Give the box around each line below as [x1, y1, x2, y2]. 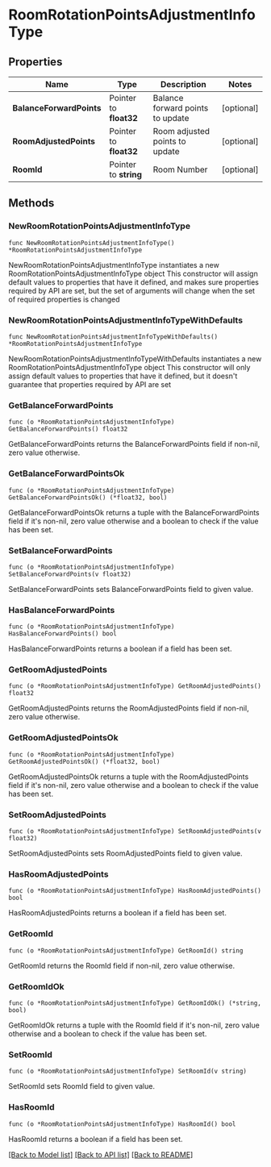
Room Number [152, 164, 208, 175]
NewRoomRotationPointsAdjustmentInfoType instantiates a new [8, 260, 219, 269]
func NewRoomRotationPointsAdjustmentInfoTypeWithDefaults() [8, 332, 219, 340]
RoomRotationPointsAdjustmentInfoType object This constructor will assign [8, 269, 258, 278]
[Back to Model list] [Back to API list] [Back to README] [8, 1149, 194, 1159]
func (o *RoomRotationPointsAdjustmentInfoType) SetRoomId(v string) [8, 1067, 248, 1076]
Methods [8, 196, 55, 210]
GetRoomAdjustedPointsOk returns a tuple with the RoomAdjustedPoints [8, 772, 249, 781]
